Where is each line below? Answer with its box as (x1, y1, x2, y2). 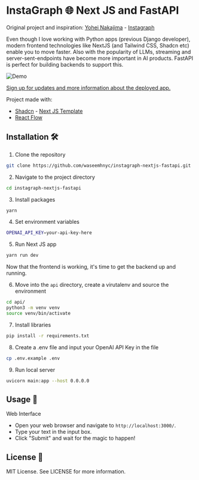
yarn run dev (6, 253, 39, 259)
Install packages (14, 196, 56, 203)
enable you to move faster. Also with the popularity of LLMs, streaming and (6, 48, 191, 55)
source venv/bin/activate (6, 310, 71, 316)
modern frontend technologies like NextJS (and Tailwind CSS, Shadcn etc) (6, 41, 189, 49)
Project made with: (6, 95, 53, 103)
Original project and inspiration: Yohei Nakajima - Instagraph (6, 23, 155, 31)
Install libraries (14, 321, 51, 328)
